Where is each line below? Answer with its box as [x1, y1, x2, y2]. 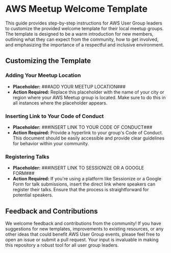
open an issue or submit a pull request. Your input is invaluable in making [5, 237, 159, 243]
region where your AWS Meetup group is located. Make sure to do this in [12, 94, 166, 100]
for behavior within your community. [12, 140, 89, 146]
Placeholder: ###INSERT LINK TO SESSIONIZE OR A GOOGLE [12, 165, 144, 171]
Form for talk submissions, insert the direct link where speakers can [12, 181, 156, 187]
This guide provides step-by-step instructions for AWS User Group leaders [5, 20, 162, 26]
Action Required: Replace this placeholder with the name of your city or [12, 89, 164, 95]
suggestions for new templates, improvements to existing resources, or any [5, 226, 164, 232]
